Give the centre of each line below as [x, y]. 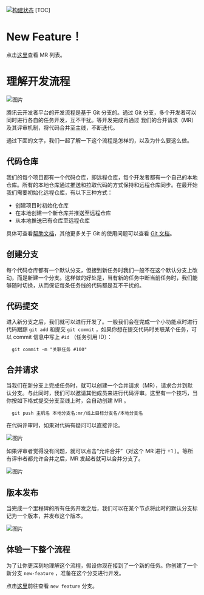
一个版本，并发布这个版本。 [51, 516]
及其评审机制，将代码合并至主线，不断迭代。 [62, 127]
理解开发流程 [39, 82]
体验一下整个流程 [38, 550]
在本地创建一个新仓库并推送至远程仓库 [63, 213]
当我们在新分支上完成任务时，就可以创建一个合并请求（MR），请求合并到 [97, 386]
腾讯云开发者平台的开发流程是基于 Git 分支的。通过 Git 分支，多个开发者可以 [101, 112]
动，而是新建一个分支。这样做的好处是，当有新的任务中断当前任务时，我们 [99, 277]
